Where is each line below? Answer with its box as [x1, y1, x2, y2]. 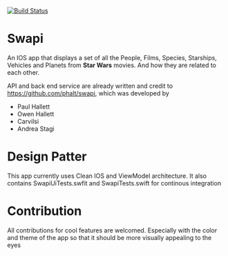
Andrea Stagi [17, 125, 55, 133]
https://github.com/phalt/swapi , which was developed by [7, 89, 169, 97]
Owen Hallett [17, 109, 55, 118]
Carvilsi [17, 117, 39, 125]
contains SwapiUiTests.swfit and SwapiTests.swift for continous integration [7, 179, 222, 187]
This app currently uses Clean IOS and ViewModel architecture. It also [7, 172, 207, 180]
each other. [7, 68, 40, 76]
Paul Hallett [17, 102, 50, 111]
